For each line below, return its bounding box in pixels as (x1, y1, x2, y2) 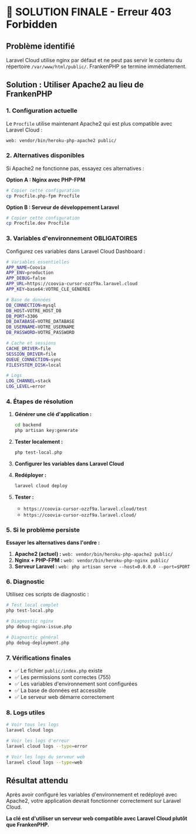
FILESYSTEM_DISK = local (6, 362, 62, 368)
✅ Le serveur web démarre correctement (14, 693, 114, 700)
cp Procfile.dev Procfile (6, 220, 69, 227)
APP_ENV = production (6, 270, 54, 276)
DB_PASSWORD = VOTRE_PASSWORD (6, 330, 75, 336)
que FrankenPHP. (6, 821, 50, 828)
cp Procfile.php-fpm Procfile (6, 193, 80, 199)
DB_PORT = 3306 (6, 313, 38, 319)
